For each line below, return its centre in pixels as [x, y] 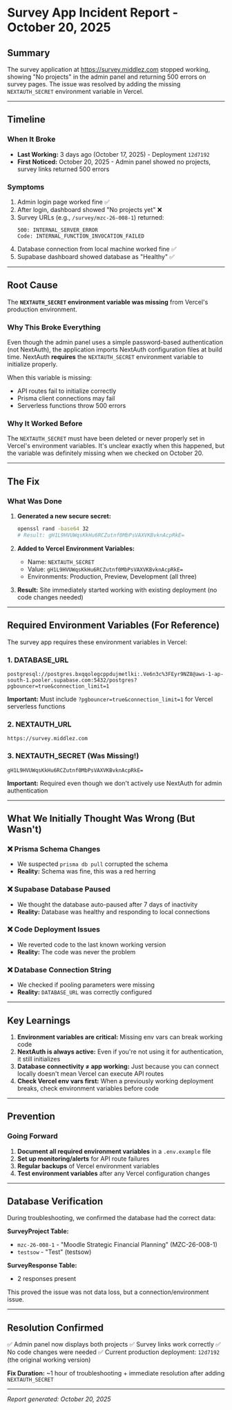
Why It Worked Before [45, 424]
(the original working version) [49, 1360]
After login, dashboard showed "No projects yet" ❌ [89, 209]
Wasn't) [25, 829]
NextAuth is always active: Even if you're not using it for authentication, [120, 1052]
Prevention [31, 1117]
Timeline [27, 120]
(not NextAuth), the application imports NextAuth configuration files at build [115, 349]
